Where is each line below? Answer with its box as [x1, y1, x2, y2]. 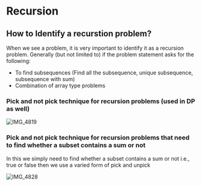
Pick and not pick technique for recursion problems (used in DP [6, 97, 196, 105]
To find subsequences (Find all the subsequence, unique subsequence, [14, 69, 193, 76]
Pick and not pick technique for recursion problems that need [6, 133, 190, 142]
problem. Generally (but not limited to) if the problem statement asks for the [6, 51, 194, 58]
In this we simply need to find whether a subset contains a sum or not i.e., [6, 154, 190, 162]
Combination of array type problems [14, 82, 106, 89]
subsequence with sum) [14, 76, 75, 82]
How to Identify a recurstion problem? [6, 28, 152, 39]
